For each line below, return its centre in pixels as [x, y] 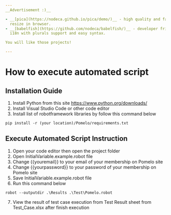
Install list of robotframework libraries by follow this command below [84, 114]
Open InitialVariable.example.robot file [53, 156]
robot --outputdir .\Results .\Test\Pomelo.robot [59, 193]
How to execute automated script [77, 72]
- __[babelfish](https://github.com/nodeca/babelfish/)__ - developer [82, 28]
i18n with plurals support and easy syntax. [58, 34]
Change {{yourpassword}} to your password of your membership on [84, 167]
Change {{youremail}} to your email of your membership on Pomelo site [88, 162]
